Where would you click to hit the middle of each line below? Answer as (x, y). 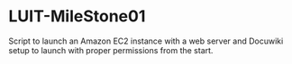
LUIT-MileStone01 (77, 16)
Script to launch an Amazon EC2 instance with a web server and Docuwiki (146, 41)
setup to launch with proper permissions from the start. (111, 50)
